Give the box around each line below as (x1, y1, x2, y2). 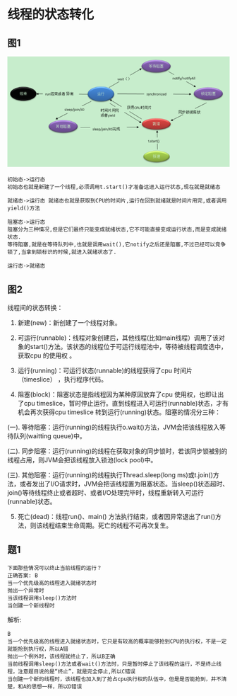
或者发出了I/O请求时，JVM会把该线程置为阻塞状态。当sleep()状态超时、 (19, 479, 229, 489)
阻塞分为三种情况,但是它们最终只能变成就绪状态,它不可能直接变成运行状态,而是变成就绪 (7, 226, 227, 234)
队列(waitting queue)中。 (13, 432, 86, 440)
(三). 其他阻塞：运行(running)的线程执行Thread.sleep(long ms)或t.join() (7, 471, 214, 479)
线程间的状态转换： (7, 304, 63, 312)
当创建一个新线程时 (7, 602, 55, 609)
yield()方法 (7, 205, 40, 212)
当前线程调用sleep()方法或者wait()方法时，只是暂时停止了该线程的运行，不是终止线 (7, 660, 222, 668)
